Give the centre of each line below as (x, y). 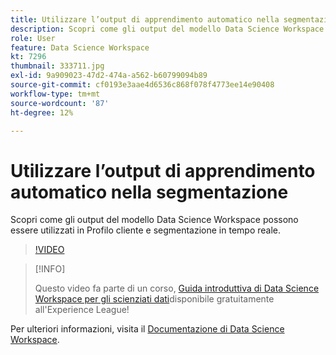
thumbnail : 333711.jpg (57, 66)
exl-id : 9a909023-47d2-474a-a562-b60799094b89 (109, 76)
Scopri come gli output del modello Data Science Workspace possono (154, 220)
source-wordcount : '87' (60, 103)
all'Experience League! (82, 310)
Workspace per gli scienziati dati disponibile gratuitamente (154, 299)
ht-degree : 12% (42, 112)
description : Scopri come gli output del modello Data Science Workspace (167, 29)
